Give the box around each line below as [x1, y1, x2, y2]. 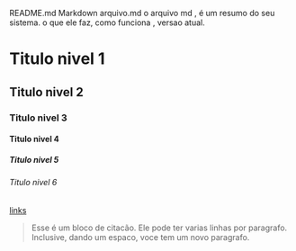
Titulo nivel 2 [9, 85, 84, 100]
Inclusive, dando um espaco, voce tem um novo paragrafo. [31, 231, 250, 242]
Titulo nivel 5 [9, 154, 59, 165]
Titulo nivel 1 [9, 49, 105, 69]
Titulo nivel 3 [9, 112, 67, 124]
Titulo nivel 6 [9, 177, 58, 188]
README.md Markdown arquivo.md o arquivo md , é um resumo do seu [9, 8, 275, 18]
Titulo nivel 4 [9, 134, 60, 145]
